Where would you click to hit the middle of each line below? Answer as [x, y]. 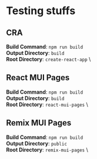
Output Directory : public [37, 143]
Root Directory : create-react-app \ [48, 59]
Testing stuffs [41, 11]
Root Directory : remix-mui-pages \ [47, 150]
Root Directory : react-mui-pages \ [47, 104]
